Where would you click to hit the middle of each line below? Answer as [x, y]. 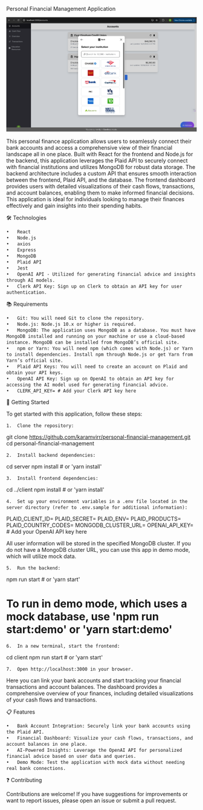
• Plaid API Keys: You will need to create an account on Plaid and [97, 367]
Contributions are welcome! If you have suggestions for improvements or [97, 794]
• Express [21, 250]
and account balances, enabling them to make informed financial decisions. [100, 193]
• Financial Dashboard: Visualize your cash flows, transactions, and [100, 739]
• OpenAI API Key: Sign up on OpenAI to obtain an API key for [90, 379]
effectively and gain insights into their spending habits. [74, 205]
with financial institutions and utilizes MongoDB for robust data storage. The [101, 167]
